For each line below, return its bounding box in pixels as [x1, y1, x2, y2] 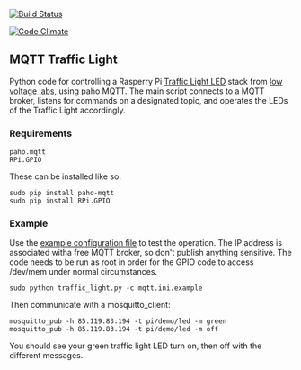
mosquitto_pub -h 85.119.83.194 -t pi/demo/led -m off [9, 325, 219, 334]
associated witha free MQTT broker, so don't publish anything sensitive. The [9, 248, 292, 258]
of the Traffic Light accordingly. [9, 104, 126, 115]
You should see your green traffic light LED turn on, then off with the [9, 340, 262, 351]
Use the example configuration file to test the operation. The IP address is [9, 238, 283, 248]
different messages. [9, 350, 84, 361]
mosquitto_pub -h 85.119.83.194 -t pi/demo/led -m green [9, 317, 227, 326]
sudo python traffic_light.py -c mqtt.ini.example [9, 284, 203, 293]
